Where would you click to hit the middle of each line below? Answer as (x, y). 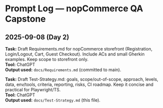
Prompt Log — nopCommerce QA (74, 9)
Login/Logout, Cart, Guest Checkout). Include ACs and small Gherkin (75, 54)
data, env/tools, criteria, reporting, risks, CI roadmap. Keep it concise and (79, 84)
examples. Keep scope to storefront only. (47, 59)
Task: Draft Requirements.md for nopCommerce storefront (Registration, (79, 49)
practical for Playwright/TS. (33, 90)
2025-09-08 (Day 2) (37, 37)
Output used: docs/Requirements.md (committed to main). (63, 70)
